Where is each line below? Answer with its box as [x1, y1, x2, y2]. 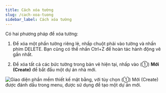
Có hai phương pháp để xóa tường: [5, 31, 78, 37]
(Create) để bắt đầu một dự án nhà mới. [12, 67, 97, 73]
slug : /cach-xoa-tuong [5, 12, 54, 17]
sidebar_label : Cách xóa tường [5, 17, 72, 22]
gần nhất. [12, 51, 33, 57]
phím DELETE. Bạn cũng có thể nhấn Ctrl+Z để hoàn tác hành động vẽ [12, 46, 161, 52]
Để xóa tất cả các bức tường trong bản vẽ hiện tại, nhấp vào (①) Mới [12, 61, 159, 68]
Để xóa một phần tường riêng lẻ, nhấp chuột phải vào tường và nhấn [12, 41, 156, 47]
